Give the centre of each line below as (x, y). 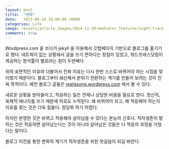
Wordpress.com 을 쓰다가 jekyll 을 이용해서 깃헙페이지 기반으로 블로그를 (77, 48)
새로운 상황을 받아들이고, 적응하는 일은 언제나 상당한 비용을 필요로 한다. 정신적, (83, 95)
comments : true (21, 33)
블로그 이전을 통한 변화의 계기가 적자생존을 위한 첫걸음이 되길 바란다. (73, 141)
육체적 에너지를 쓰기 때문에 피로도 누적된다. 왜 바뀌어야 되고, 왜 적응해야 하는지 (83, 101)
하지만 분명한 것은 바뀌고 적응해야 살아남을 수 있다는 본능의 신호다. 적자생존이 (81, 118)
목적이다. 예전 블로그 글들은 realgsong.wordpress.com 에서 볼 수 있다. (81, 84)
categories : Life (24, 24)
